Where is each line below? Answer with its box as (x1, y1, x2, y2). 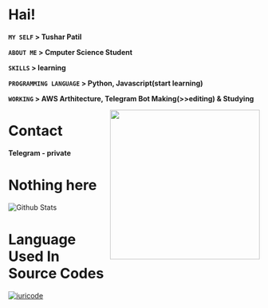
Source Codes (8, 265, 104, 282)
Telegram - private (8, 148, 72, 157)
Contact (8, 122, 63, 140)
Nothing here (8, 176, 97, 195)
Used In (8, 247, 60, 265)
